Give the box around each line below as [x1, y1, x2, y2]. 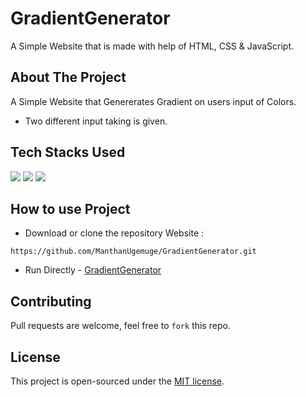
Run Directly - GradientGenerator [24, 264, 162, 276]
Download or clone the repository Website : [24, 227, 205, 239]
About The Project [10, 69, 127, 86]
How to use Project [10, 200, 131, 217]
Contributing [10, 293, 92, 310]
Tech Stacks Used [10, 144, 126, 161]
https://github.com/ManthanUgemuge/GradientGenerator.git [10, 247, 257, 257]
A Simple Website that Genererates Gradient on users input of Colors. [10, 95, 297, 107]
